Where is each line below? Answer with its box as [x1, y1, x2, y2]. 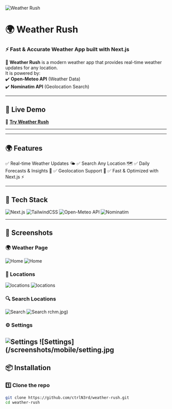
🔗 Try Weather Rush [5, 119, 49, 125]
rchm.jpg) [48, 309, 69, 315]
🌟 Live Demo [5, 105, 46, 114]
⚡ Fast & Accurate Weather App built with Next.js [5, 46, 130, 53]
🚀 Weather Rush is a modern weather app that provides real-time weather [5, 59, 162, 66]
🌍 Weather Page [5, 244, 48, 251]
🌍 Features [5, 144, 42, 153]
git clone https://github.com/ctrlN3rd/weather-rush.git [5, 395, 130, 400]
